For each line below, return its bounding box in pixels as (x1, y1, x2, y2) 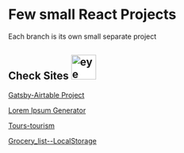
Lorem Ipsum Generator (8, 105, 86, 115)
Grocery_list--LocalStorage (8, 136, 97, 145)
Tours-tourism (8, 121, 56, 130)
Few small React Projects (8, 6, 177, 24)
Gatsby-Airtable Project (8, 90, 85, 99)
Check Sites (8, 69, 69, 83)
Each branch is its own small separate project (8, 32, 157, 41)
